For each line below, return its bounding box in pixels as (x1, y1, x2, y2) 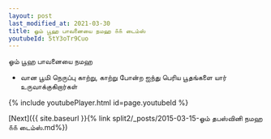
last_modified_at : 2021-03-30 (8, 19, 111, 27)
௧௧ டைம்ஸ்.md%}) (8, 123, 68, 133)
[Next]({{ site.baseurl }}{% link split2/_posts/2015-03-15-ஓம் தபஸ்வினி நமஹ (8, 114, 263, 124)
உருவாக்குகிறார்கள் (19, 82, 78, 91)
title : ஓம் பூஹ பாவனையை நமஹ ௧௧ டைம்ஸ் (8, 27, 146, 35)
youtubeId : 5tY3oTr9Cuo (8, 34, 89, 43)
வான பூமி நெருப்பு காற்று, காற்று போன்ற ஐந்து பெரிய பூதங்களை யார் (19, 73, 227, 82)
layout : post (8, 11, 53, 20)
